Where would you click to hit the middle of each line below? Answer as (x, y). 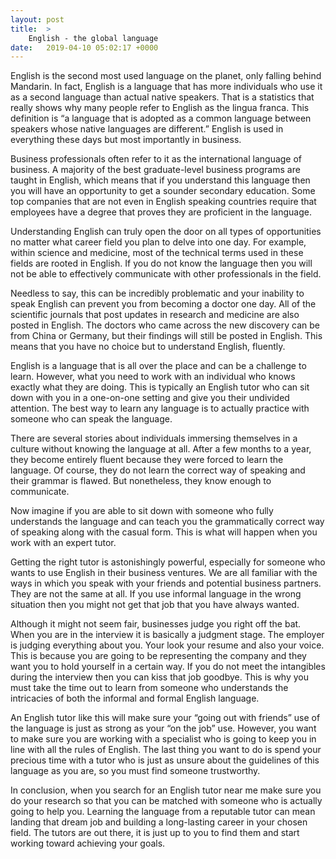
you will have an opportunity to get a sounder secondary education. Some (163, 191)
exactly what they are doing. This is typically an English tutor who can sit (160, 387)
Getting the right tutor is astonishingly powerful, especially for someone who (168, 562)
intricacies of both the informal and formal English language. (135, 698)
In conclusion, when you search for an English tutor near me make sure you (166, 790)
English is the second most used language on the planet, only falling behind (166, 76)
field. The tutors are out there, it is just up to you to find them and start (155, 833)
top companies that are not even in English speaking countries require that (163, 202)
